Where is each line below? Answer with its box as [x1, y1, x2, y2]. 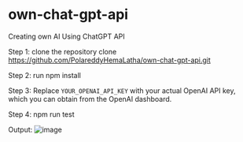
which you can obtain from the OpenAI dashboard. [8, 94, 172, 103]
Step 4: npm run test [8, 109, 75, 119]
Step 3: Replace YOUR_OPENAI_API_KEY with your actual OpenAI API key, [8, 85, 236, 95]
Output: [8, 125, 33, 134]
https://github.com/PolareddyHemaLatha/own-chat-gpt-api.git [8, 55, 211, 65]
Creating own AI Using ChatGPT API [8, 32, 126, 41]
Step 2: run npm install [8, 70, 81, 80]
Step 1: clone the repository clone [8, 47, 117, 56]
